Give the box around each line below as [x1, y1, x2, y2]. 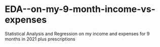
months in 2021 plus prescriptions [5, 36, 75, 42]
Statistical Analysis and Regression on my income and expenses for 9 [5, 30, 150, 36]
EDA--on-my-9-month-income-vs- [5, 3, 155, 15]
